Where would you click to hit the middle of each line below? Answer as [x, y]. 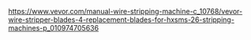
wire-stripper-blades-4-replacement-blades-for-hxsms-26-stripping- [122, 20]
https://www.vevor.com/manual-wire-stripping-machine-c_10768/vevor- [126, 11]
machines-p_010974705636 [54, 28]
